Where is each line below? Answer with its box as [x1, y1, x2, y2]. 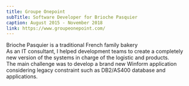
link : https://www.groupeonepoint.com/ [6, 25, 106, 31]
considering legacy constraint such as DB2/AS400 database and [6, 66, 166, 74]
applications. [6, 73, 38, 80]
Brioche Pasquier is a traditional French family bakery [6, 42, 138, 49]
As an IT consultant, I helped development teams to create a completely [6, 48, 184, 55]
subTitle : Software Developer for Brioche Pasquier [6, 14, 138, 20]
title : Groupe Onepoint [6, 8, 66, 15]
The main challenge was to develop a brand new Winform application [6, 60, 177, 68]
